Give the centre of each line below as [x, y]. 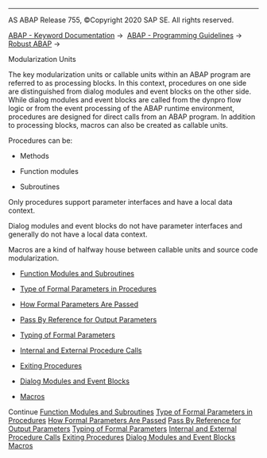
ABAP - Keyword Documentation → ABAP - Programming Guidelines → [125, 35]
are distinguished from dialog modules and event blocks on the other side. [130, 91]
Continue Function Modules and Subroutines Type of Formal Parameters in [130, 412]
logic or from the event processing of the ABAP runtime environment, [122, 108]
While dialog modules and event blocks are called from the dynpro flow [125, 100]
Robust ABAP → [35, 44]
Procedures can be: [41, 140]
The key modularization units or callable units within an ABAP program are [130, 75]
